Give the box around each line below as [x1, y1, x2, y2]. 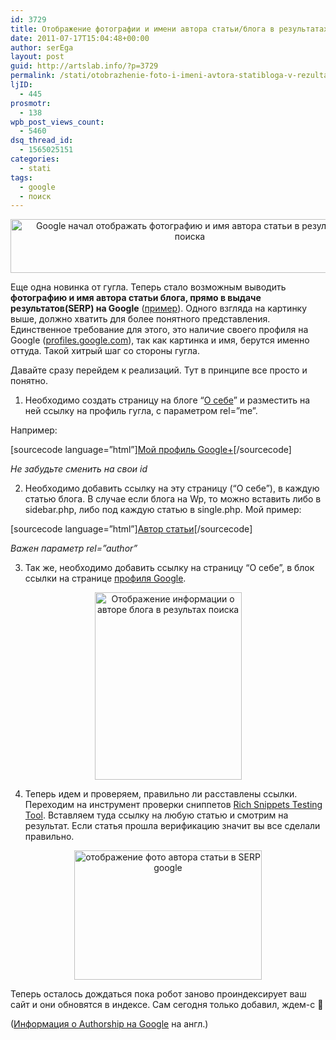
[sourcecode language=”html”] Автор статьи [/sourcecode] [10, 523, 253, 535]
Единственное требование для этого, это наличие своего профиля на [10, 324, 309, 336]
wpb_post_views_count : [10, 117, 105, 127]
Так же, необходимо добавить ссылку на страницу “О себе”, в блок [24, 562, 315, 574]
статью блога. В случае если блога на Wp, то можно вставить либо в [24, 493, 322, 505]
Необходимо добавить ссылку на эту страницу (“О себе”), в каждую [24, 482, 320, 495]
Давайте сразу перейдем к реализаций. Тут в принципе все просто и [10, 364, 308, 376]
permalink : [10, 71, 56, 81]
